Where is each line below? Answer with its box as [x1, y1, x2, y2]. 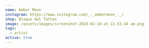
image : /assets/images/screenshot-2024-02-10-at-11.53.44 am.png [5, 21, 144, 26]
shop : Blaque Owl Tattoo [5, 16, 57, 21]
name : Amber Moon [5, 7, 41, 12]
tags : [5, 26, 16, 31]
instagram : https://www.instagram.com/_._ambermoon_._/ [5, 12, 124, 17]
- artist [9, 30, 28, 35]
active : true [5, 35, 32, 40]
